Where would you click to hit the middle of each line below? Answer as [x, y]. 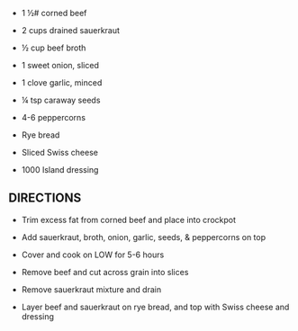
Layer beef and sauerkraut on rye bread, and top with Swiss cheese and [155, 307]
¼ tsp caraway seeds [61, 100]
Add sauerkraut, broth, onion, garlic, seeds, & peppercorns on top [144, 237]
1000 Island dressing [60, 170]
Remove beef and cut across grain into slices [105, 272]
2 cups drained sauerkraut [71, 30]
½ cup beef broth [54, 48]
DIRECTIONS [45, 198]
